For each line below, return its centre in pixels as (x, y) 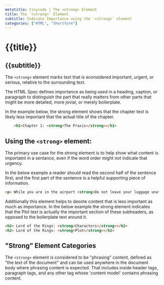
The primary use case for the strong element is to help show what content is (82, 153)
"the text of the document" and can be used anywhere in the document (77, 263)
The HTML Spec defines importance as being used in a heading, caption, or (81, 92)
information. (17, 183)
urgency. (14, 163)
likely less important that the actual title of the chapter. (60, 117)
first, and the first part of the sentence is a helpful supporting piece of (75, 178)
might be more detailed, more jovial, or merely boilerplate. (63, 102)
